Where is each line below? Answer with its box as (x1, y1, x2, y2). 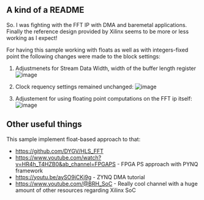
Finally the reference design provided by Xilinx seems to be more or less (6, 28, 189, 35)
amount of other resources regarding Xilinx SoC (15, 187, 136, 194)
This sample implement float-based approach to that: (6, 135, 141, 143)
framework (15, 167, 43, 174)
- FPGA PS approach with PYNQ (117, 160, 198, 167)
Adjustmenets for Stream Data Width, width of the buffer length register (15, 64, 197, 72)
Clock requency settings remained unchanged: (15, 83, 134, 90)
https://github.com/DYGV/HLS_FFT (15, 147, 104, 155)
